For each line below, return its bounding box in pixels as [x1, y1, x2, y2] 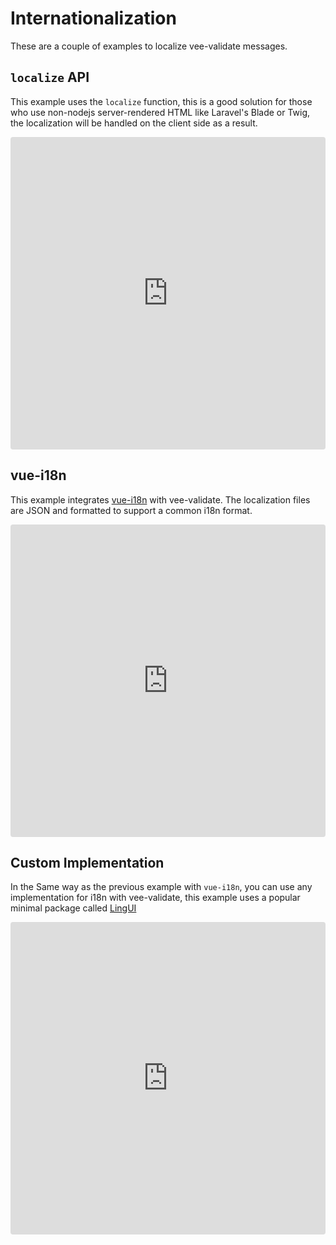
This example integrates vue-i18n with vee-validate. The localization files [10, 493, 311, 506]
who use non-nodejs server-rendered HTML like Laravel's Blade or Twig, [10, 106, 311, 118]
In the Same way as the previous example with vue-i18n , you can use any [10, 881, 313, 893]
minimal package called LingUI [10, 902, 137, 914]
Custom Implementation [10, 854, 165, 871]
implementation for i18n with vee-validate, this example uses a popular [10, 892, 301, 904]
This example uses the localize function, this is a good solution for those [10, 95, 313, 107]
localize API [10, 69, 90, 86]
